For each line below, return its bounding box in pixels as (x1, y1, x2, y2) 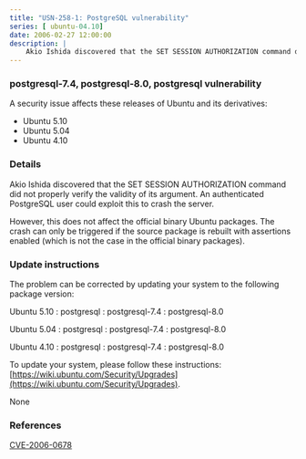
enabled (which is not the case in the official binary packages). (9, 235, 246, 246)
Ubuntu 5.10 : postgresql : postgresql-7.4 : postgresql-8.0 (9, 307, 224, 318)
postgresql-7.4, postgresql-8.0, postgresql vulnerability (9, 78, 262, 90)
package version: (9, 288, 75, 299)
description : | (9, 38, 67, 48)
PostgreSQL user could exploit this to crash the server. (9, 198, 215, 209)
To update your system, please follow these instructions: (9, 360, 221, 370)
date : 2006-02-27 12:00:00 (9, 30, 112, 39)
